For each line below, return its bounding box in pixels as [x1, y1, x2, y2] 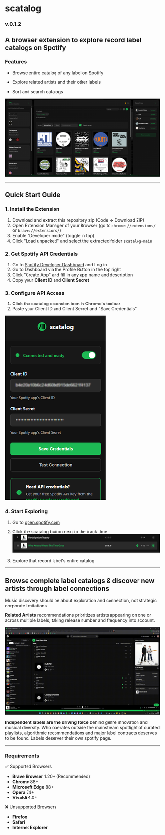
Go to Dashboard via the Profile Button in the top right [12, 267, 121, 272]
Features [5, 58, 27, 65]
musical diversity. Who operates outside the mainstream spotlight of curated [5, 725, 160, 731]
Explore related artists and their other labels [12, 79, 101, 85]
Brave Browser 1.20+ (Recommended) [12, 773, 91, 779]
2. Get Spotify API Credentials [5, 250, 78, 257]
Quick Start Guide [5, 191, 61, 199]
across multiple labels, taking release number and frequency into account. [5, 617, 155, 623]
